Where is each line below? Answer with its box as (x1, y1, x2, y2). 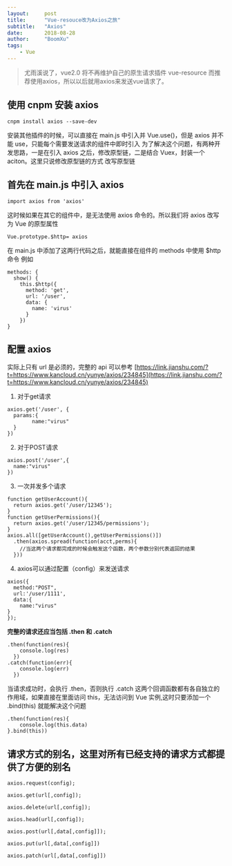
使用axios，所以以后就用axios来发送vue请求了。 (30, 77, 168, 85)
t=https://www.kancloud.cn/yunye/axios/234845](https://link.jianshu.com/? (7, 371, 222, 379)
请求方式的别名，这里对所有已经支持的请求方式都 (7, 748, 216, 760)
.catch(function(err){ (7, 660, 72, 666)
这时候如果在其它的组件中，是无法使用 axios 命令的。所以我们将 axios (7, 211, 206, 219)
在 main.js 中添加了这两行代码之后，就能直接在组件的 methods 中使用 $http (7, 246, 221, 254)
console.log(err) (19, 666, 70, 673)
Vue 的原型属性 (14, 219, 59, 228)
